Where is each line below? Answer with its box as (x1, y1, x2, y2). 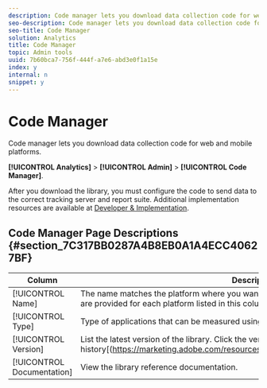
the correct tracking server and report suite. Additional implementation (8, 195, 240, 204)
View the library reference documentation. (80, 362, 238, 373)
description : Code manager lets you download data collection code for (8, 11, 250, 20)
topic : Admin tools (8, 48, 73, 56)
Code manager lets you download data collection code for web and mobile (8, 138, 253, 148)
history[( (80, 343, 113, 355)
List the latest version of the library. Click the (80, 334, 247, 345)
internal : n (8, 71, 48, 79)
